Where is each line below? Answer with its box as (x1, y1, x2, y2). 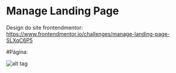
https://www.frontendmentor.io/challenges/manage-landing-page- (6, 30, 170, 37)
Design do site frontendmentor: (6, 24, 84, 31)
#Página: (6, 48, 28, 55)
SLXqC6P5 (6, 36, 33, 44)
